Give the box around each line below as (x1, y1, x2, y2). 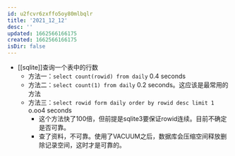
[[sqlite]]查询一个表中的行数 (17, 63, 99, 71)
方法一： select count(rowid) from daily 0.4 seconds (28, 72, 186, 80)
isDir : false (7, 43, 46, 50)
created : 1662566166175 (7, 37, 78, 44)
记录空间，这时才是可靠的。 (44, 141, 126, 149)
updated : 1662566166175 (7, 30, 78, 37)
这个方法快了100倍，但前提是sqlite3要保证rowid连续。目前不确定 (38, 115, 227, 123)
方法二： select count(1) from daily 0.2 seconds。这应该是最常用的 (28, 81, 229, 89)
